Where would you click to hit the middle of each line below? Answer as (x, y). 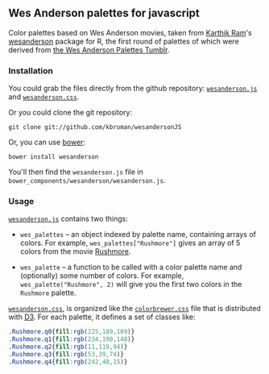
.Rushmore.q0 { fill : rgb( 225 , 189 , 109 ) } (72, 332)
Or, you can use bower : (47, 142)
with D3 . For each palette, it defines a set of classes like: (102, 317)
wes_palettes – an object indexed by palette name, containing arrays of (138, 235)
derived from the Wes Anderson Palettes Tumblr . (89, 50)
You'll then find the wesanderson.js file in (76, 172)
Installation (31, 70)
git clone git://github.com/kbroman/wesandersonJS (95, 127)
